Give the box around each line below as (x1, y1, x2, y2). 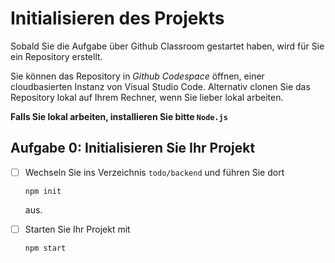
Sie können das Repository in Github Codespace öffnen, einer (10, 70, 265, 82)
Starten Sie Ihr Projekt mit (24, 223, 131, 235)
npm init (24, 186, 62, 196)
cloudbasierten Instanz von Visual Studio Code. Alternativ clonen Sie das (10, 80, 311, 92)
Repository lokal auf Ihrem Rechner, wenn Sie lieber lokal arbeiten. (10, 91, 284, 103)
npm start (24, 243, 67, 253)
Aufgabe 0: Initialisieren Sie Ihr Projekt (10, 140, 256, 157)
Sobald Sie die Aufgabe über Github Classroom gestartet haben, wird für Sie (10, 40, 325, 52)
